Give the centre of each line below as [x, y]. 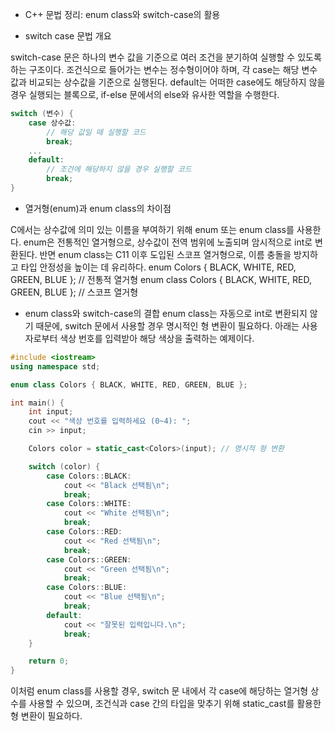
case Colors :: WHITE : [89, 504]
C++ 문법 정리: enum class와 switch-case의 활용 [122, 14]
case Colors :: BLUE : [87, 588]
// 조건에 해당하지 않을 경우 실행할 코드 [119, 169]
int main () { [37, 403]
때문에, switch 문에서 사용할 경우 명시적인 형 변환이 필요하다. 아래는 [167, 325]
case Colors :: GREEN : [89, 559]
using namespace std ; [55, 366]
